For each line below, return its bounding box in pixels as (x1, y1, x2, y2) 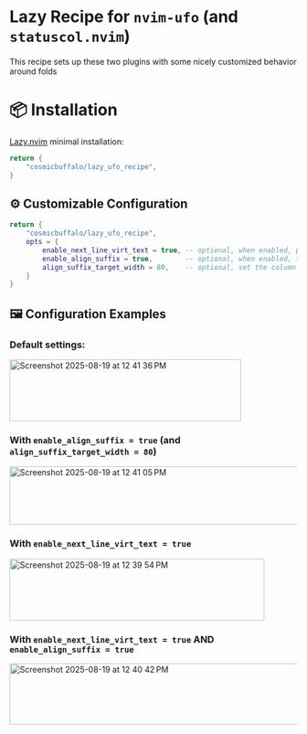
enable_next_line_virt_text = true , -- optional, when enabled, (42, 245, 292, 255)
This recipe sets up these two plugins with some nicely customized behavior (9, 56, 297, 67)
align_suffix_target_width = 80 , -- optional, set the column (42, 262, 297, 271)
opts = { (26, 238, 59, 247)
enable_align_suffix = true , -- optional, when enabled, (42, 254, 292, 263)
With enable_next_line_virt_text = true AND (9, 633, 215, 645)
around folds (9, 66, 58, 77)
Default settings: (9, 338, 86, 351)
